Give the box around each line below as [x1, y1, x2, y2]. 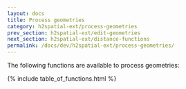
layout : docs [7, 10, 45, 17]
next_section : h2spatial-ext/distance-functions [7, 36, 150, 43]
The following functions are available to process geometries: [7, 61, 180, 69]
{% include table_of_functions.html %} [7, 75, 117, 83]
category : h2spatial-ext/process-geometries [7, 23, 138, 30]
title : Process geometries [7, 17, 85, 23]
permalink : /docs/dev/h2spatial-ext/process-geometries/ [7, 42, 175, 49]
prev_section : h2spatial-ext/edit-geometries [7, 29, 140, 37]
